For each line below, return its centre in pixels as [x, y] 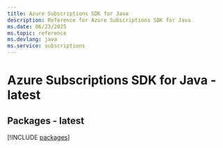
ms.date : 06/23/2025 [37, 26]
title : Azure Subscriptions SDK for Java [68, 14]
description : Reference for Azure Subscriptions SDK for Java [99, 20]
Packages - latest [46, 121]
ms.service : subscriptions [46, 46]
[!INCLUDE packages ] [39, 137]
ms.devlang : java [32, 40]
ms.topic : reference [37, 33]
